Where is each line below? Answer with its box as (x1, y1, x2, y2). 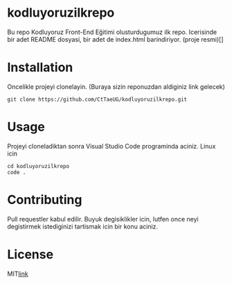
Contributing (7, 192, 82, 208)
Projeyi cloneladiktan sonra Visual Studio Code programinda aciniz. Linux (7, 142, 216, 150)
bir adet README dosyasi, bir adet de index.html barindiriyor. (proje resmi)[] (7, 35, 224, 43)
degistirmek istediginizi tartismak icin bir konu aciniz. (7, 222, 158, 231)
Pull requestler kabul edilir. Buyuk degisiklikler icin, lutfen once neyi (7, 215, 199, 223)
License (7, 247, 54, 262)
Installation (7, 60, 73, 76)
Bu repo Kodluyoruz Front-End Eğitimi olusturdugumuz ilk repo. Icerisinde (7, 28, 217, 36)
